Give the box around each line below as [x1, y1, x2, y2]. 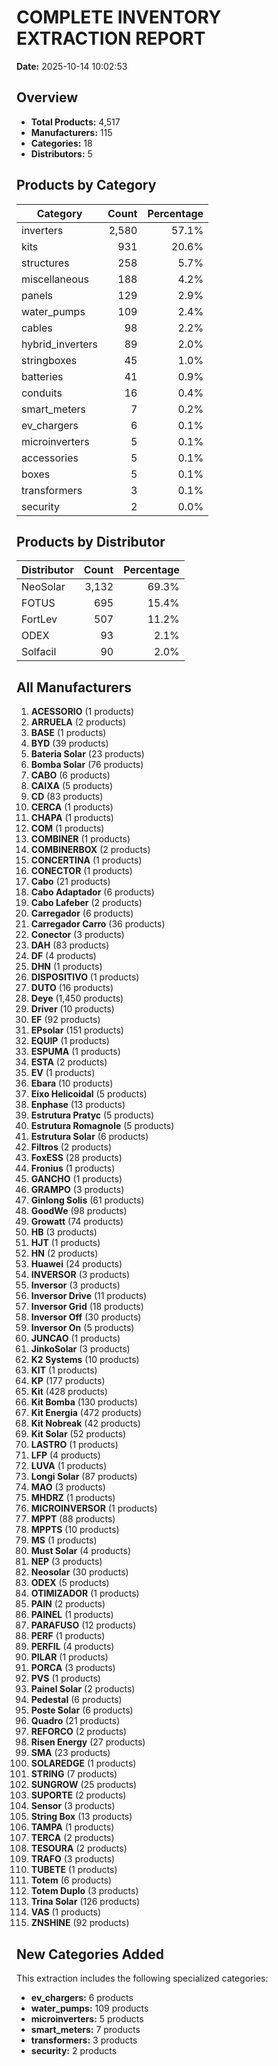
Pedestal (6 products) [30, 1694, 123, 1706]
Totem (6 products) [30, 1874, 113, 1886]
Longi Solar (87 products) [30, 1471, 138, 1483]
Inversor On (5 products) [30, 1322, 135, 1334]
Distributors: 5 [30, 147, 93, 160]
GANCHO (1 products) [30, 1173, 123, 1185]
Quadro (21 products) [30, 1715, 121, 1727]
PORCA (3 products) [30, 1662, 116, 1674]
